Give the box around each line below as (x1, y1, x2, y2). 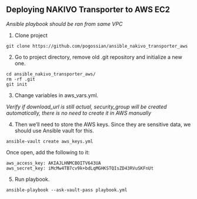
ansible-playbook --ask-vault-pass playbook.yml (6, 187, 128, 193)
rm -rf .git (6, 76, 35, 82)
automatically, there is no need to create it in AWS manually (6, 109, 152, 117)
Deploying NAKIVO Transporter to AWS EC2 (6, 5, 171, 15)
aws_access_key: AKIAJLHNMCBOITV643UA (6, 160, 101, 166)
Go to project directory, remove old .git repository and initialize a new (14, 53, 182, 61)
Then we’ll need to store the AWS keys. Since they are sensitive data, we (14, 121, 191, 128)
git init (6, 81, 28, 87)
